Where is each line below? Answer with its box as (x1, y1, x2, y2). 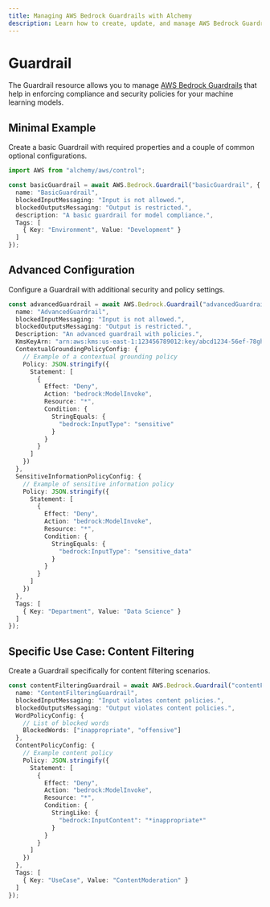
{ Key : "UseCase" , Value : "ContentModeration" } (22, 876, 189, 884)
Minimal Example (8, 121, 96, 135)
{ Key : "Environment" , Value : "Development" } (22, 226, 182, 234)
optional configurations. (8, 151, 88, 161)
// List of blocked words (22, 719, 110, 727)
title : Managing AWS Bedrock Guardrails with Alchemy (8, 11, 193, 20)
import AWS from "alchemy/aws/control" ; (8, 167, 146, 175)
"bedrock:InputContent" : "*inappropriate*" (59, 816, 207, 824)
